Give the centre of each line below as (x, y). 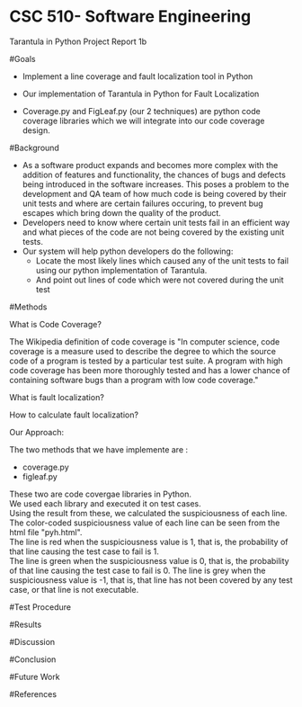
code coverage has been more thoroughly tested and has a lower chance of (150, 370)
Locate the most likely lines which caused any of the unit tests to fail (162, 260)
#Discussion (32, 641)
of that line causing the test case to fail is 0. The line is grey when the (138, 570)
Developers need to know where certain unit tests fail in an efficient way (156, 222)
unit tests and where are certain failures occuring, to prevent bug (142, 203)
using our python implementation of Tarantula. (121, 270)
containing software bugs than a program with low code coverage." (134, 380)
